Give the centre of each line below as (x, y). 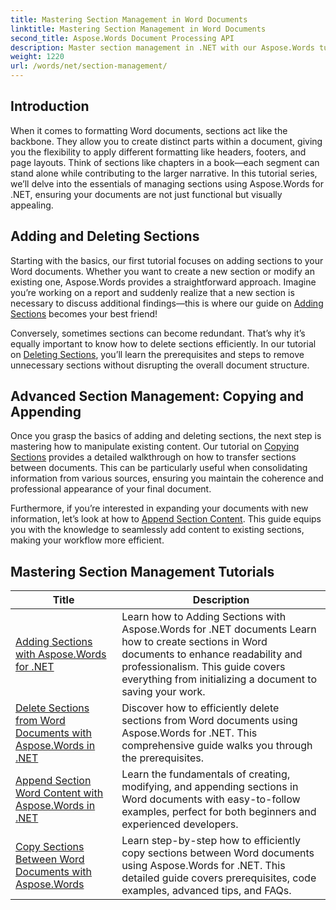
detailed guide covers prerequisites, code (219, 878)
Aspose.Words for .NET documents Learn (219, 629)
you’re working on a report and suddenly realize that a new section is (152, 292)
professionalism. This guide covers (203, 667)
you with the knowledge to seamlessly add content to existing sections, (157, 530)
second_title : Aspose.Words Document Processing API (122, 38)
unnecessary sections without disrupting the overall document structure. (160, 365)
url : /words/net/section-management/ (89, 66)
